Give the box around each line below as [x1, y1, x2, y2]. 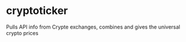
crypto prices [6, 29, 39, 36]
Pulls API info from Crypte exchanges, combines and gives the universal [6, 23, 181, 30]
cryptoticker [6, 4, 68, 17]
